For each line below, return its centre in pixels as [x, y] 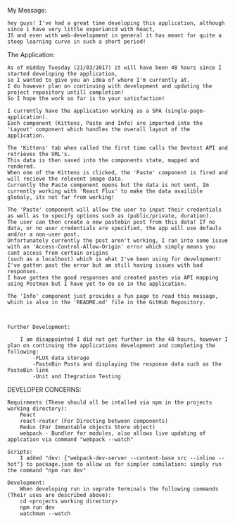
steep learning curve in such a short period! [77, 42]
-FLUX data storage [61, 358]
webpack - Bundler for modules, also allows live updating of [113, 433]
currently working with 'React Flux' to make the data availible [105, 191]
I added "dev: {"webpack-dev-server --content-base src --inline [118, 458]
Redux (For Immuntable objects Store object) [88, 427]
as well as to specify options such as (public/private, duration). [110, 216]
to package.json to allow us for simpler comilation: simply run [123, 464]
